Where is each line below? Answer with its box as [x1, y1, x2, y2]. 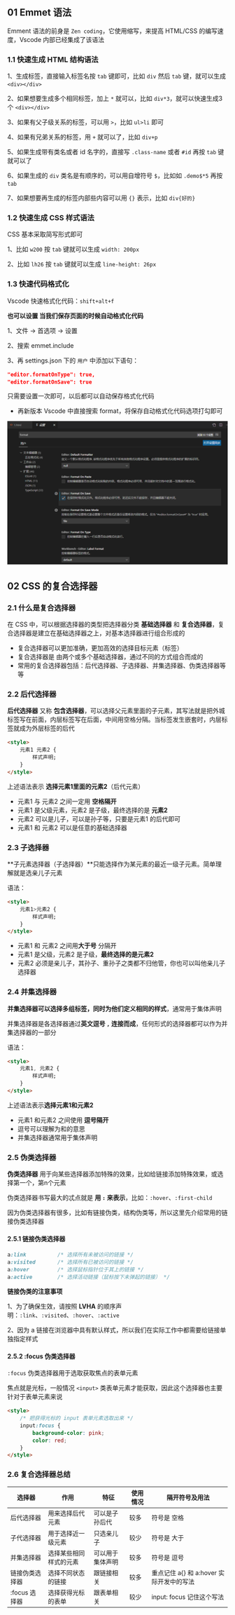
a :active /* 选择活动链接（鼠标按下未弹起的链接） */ [7, 1273, 170, 1281]
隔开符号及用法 [166, 1493, 210, 1502]
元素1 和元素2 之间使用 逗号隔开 [17, 1116, 109, 1124]
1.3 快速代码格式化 [7, 279, 70, 289]
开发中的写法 [157, 1577, 194, 1586]
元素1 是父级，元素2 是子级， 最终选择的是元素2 [17, 950, 154, 959]
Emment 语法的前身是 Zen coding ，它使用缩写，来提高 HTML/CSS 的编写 [7, 27, 218, 35]
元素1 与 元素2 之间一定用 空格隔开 [17, 797, 117, 805]
